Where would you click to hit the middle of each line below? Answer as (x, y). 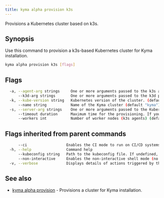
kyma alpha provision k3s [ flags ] (40, 65)
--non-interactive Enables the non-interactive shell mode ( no (88, 159)
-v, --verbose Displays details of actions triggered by (82, 163)
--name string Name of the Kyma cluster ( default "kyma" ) (89, 105)
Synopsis (20, 39)
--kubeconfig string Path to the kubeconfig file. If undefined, (88, 154)
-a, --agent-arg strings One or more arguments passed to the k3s (83, 91)
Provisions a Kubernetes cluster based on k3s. (52, 23)
